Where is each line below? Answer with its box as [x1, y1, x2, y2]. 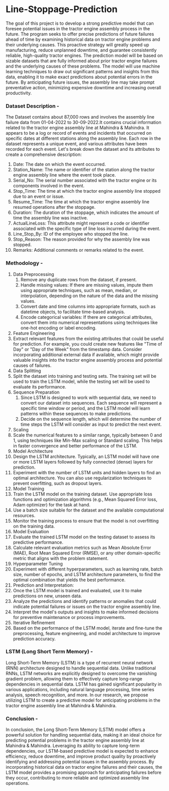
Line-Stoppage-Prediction [6, 4, 118, 15]
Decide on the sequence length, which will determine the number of [20, 416, 161, 422]
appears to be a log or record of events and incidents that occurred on [6, 130, 152, 136]
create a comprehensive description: [6, 151, 82, 157]
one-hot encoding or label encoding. [20, 324, 97, 331]
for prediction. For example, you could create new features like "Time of [13, 341, 162, 347]
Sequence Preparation [13, 389, 60, 395]
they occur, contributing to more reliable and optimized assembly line [6, 775, 149, 781]
